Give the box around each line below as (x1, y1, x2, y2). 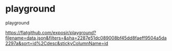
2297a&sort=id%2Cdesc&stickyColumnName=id (5, 40, 109, 46)
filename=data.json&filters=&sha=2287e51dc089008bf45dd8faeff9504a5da (5, 35, 167, 41)
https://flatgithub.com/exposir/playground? (5, 29, 97, 35)
